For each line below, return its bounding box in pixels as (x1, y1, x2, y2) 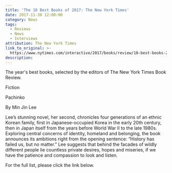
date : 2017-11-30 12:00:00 (5, 12, 63, 17)
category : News (5, 17, 38, 22)
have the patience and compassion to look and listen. (5, 152, 118, 159)
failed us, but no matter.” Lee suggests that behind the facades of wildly (5, 141, 157, 147)
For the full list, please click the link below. (5, 162, 95, 168)
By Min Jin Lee (5, 104, 37, 111)
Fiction (5, 84, 20, 91)
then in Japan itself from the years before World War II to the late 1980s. (5, 125, 157, 131)
